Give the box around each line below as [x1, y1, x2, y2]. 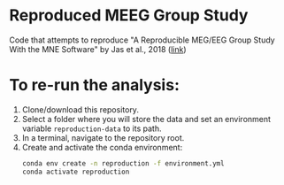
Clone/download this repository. [21, 104, 140, 115]
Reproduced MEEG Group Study [9, 5, 249, 26]
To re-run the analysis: [9, 75, 180, 96]
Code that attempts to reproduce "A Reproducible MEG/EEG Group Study [9, 35, 276, 45]
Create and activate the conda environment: [21, 142, 183, 152]
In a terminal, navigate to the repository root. [21, 132, 185, 143]
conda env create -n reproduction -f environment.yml [21, 158, 225, 168]
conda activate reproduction [21, 167, 130, 176]
